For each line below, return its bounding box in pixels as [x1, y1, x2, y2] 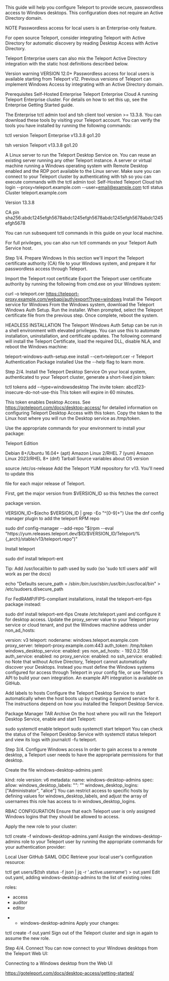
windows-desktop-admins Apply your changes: [20, 920, 120, 926]
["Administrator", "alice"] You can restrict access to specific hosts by [5, 788, 149, 793]
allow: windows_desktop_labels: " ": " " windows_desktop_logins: [5, 782, 139, 788]
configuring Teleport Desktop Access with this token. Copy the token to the [5, 410, 162, 416]
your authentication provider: [5, 844, 66, 850]
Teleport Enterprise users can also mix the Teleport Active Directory [5, 55, 147, 61]
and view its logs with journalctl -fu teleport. [5, 737, 97, 742]
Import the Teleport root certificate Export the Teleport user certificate [5, 276, 152, 281]
